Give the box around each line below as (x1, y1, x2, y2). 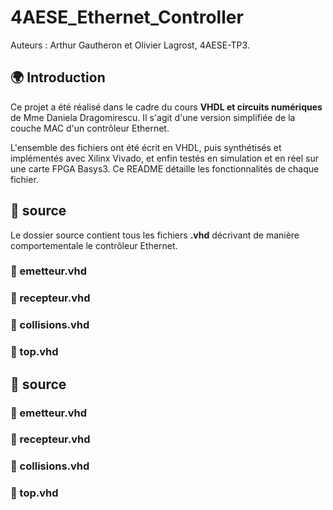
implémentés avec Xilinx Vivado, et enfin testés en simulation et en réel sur (10, 152, 320, 164)
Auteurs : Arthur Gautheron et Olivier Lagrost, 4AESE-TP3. (10, 39, 250, 51)
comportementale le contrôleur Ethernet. (10, 239, 178, 251)
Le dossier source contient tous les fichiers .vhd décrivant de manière (10, 229, 300, 241)
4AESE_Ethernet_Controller (10, 6, 244, 29)
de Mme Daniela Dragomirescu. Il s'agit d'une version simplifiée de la (10, 111, 296, 123)
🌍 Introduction (10, 69, 106, 86)
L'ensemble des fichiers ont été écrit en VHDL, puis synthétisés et (10, 141, 282, 153)
